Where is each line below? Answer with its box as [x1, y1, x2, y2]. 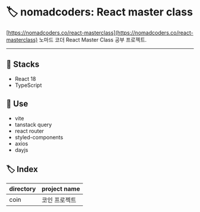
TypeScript [14, 82, 42, 89]
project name [41, 185, 80, 193]
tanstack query [14, 121, 52, 128]
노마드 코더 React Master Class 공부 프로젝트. [39, 36, 147, 43]
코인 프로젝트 [41, 196, 77, 204]
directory [9, 185, 36, 193]
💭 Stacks [6, 60, 40, 70]
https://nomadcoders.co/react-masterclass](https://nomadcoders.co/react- [8, 29, 193, 36]
